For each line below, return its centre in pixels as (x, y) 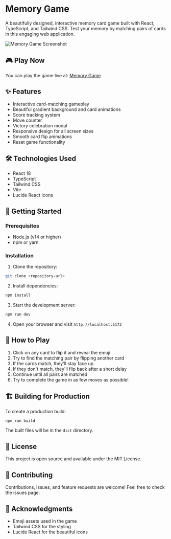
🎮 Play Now (25, 61)
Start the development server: (44, 305)
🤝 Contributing (29, 475)
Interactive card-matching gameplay (51, 104)
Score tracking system (36, 115)
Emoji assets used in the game (45, 521)
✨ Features (23, 92)
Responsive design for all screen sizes (53, 131)
